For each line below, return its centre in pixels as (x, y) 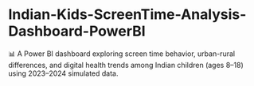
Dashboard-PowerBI (77, 31)
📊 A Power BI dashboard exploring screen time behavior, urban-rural (122, 54)
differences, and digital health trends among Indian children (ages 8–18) (126, 65)
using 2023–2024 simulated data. (63, 73)
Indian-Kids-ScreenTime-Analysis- (127, 15)
